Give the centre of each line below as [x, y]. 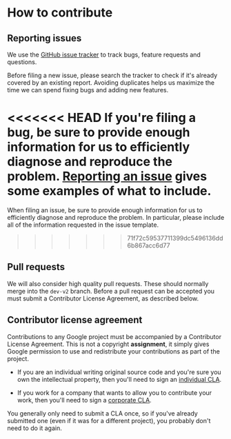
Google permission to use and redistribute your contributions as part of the [114, 351]
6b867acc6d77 [149, 245]
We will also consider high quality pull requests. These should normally [108, 283]
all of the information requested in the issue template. [83, 225]
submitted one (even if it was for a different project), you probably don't [109, 420]
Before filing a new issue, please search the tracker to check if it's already [112, 75]
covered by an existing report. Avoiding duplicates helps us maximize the [111, 83]
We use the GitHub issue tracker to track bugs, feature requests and [104, 54]
